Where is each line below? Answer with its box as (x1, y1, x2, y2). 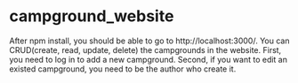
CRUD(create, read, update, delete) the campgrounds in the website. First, (9, 44, 282, 55)
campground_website (9, 6, 174, 26)
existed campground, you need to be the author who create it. (9, 64, 237, 74)
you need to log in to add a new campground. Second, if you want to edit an (9, 54, 287, 64)
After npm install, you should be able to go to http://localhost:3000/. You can (9, 35, 290, 46)
